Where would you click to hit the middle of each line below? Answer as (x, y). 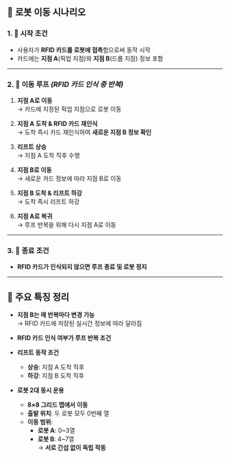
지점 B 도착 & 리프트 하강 (49, 193)
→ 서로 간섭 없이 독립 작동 (72, 448)
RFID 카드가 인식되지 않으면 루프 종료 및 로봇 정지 (82, 267)
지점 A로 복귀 (35, 216)
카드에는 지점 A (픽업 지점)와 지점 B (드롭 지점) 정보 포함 (90, 58)
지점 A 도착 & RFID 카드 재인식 (57, 123)
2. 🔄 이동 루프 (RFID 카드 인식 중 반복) (65, 84)
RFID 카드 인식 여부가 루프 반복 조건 (64, 338)
